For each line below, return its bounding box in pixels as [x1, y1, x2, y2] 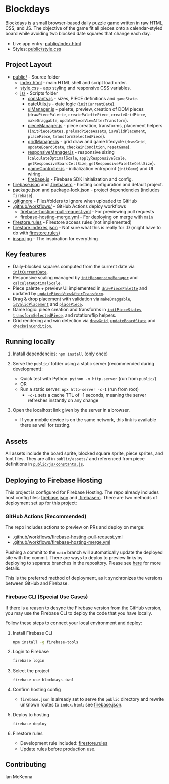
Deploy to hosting [12, 712, 49, 718]
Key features [5, 250, 46, 259]
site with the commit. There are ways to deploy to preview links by [5, 555, 143, 561]
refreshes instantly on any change [27, 397, 99, 403]
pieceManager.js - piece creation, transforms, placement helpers [27, 122, 163, 128]
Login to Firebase [12, 649, 49, 655]
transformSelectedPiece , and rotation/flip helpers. [12, 312, 117, 318]
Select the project [12, 668, 50, 674]
